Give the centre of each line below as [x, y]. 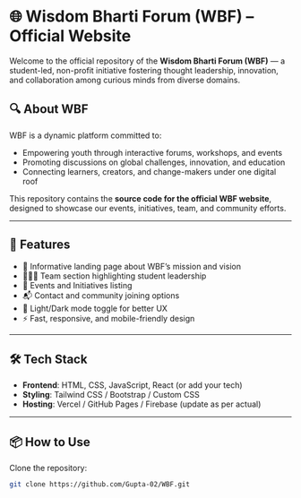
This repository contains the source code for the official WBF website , [140, 198]
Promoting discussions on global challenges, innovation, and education [154, 162]
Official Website [70, 36]
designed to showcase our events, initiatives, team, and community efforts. [148, 208]
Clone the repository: [48, 468]
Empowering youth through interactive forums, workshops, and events [152, 152]
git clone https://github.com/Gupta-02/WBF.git [100, 485]
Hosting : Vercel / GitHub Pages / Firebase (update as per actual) [142, 404]
